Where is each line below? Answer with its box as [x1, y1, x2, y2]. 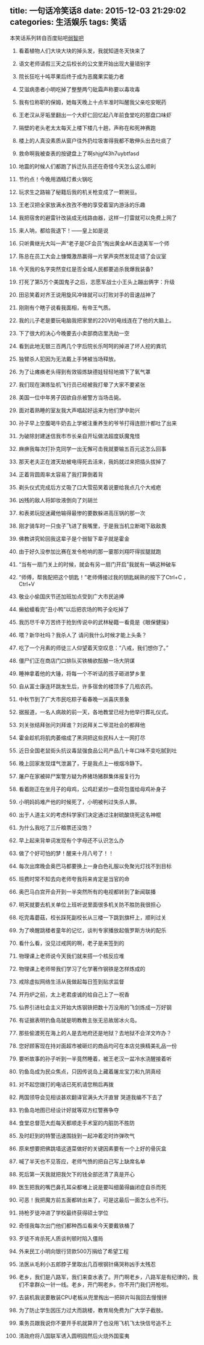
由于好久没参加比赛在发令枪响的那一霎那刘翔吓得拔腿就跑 [18, 547, 161, 555]
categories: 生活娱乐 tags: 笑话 [10, 17, 127, 27]
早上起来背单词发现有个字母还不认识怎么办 [18, 836, 125, 844]
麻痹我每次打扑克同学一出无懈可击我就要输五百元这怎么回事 [18, 445, 167, 452]
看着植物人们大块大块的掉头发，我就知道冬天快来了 [18, 47, 146, 54]
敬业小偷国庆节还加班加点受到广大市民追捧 [18, 593, 125, 600]
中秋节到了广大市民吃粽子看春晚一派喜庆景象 [18, 695, 130, 703]
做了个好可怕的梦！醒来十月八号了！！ [18, 850, 114, 857]
